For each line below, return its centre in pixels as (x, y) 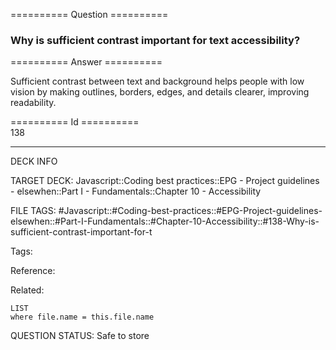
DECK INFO (34, 161)
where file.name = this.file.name (82, 317)
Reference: (33, 271)
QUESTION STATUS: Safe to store (80, 336)
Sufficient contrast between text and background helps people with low (157, 81)
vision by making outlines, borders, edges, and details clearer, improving (160, 92)
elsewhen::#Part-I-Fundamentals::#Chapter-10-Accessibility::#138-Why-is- (165, 221)
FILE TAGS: (33, 211)
